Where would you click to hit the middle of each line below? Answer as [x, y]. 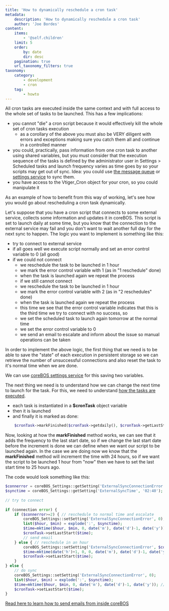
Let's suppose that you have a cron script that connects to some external [81, 212]
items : [21, 33]
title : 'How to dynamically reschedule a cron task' [62, 10]
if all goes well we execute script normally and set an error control [81, 249]
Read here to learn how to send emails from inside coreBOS [67, 603]
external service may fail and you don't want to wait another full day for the [83, 228]
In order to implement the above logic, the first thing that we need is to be [81, 350]
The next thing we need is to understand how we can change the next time [83, 385]
